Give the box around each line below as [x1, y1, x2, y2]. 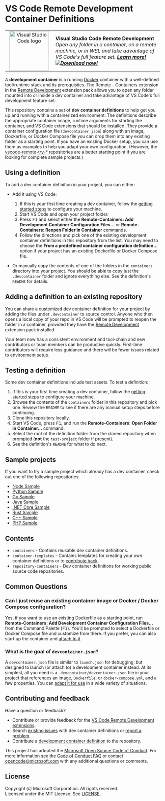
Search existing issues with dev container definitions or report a [12, 728, 141, 733]
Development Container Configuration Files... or [19, 221, 120, 227]
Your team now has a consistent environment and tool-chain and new [5, 336, 146, 342]
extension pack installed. [5, 326, 55, 333]
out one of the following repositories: [5, 474, 80, 480]
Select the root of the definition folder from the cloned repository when [12, 431, 156, 437]
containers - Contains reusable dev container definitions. [12, 548, 129, 553]
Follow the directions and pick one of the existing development [19, 232, 147, 238]
